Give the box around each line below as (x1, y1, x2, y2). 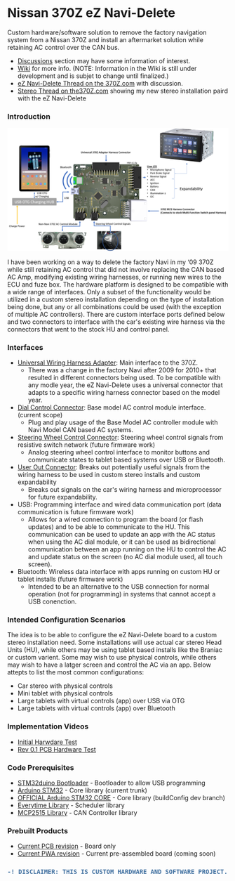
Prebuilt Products (7, 825, 69, 835)
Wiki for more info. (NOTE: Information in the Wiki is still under (17, 64, 197, 72)
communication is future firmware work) (17, 508, 135, 516)
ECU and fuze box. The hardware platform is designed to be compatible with (7, 280, 229, 289)
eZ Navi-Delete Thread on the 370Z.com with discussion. (17, 79, 184, 87)
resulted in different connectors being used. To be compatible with (27, 374, 221, 382)
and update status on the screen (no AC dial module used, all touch (27, 553, 223, 561)
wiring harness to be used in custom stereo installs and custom (17, 471, 201, 479)
